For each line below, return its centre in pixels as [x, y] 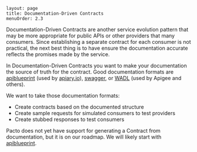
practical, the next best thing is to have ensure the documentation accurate [97, 48]
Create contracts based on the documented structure [79, 107]
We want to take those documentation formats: [63, 96]
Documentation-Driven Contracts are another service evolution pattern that [97, 30]
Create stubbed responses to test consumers [69, 119]
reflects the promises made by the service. [58, 54]
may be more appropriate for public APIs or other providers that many [91, 36]
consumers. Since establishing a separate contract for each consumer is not [98, 42]
